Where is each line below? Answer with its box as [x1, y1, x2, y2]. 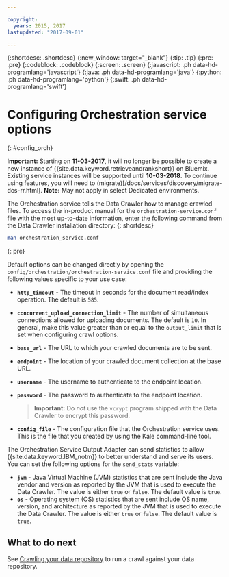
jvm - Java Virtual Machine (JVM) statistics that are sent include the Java [16, 474, 223, 482]
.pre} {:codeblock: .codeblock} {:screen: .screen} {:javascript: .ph [7, 61, 191, 69]
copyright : [7, 16, 38, 23]
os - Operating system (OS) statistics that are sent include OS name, [16, 495, 210, 504]
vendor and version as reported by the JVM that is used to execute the [16, 480, 217, 489]
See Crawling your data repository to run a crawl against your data [7, 555, 195, 563]
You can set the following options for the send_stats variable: [7, 460, 180, 468]
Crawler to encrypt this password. [33, 412, 130, 420]
